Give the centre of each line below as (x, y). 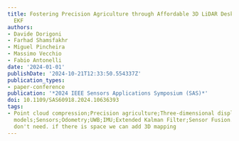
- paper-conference (36, 87)
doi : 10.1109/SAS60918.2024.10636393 (63, 100)
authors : (20, 27)
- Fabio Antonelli (34, 61)
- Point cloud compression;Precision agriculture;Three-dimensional (111, 113)
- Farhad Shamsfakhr (38, 41)
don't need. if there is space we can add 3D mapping (95, 126)
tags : (15, 107)
